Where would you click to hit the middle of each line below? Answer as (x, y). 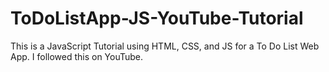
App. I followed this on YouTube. (77, 56)
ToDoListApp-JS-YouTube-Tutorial (157, 18)
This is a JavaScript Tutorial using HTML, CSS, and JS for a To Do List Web (165, 46)
